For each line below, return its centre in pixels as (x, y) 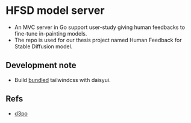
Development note (41, 65)
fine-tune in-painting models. (51, 33)
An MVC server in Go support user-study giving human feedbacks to (99, 27)
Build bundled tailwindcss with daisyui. (62, 80)
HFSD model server (55, 11)
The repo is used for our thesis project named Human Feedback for (98, 40)
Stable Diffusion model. (43, 46)
